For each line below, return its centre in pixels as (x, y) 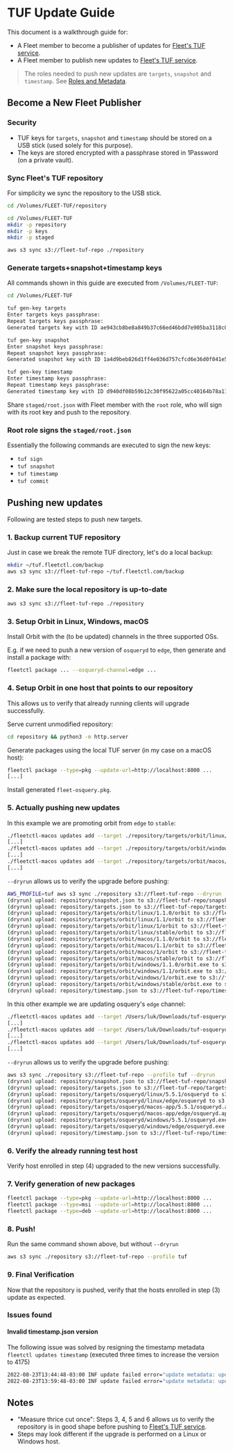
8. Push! (21, 1229)
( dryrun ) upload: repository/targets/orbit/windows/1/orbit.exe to (107, 978)
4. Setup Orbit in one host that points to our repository (100, 688)
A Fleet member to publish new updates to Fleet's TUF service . (107, 60)
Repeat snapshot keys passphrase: (57, 353)
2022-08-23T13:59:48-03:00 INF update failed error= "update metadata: (111, 1381)
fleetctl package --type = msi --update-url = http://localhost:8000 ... (110, 1205)
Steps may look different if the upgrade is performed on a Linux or (112, 1434)
